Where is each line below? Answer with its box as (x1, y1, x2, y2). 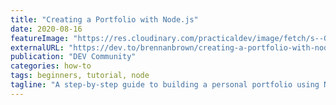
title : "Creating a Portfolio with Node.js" (10, 14, 199, 25)
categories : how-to (10, 61, 92, 71)
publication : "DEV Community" (10, 52, 137, 62)
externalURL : (10, 42, 65, 53)
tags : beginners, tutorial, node (10, 71, 150, 81)
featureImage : (10, 33, 70, 43)
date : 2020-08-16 (10, 24, 83, 34)
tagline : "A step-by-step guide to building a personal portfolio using (10, 80, 320, 90)
